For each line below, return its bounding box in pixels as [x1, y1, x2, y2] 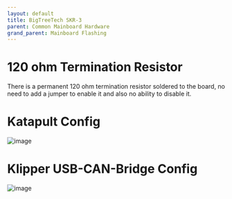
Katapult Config [7, 114, 100, 130]
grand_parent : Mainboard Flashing [7, 29, 107, 37]
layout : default [7, 10, 54, 17]
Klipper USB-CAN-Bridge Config [7, 161, 198, 177]
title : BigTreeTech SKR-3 [7, 17, 82, 24]
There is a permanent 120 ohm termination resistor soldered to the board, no [7, 83, 226, 91]
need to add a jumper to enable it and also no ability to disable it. [7, 89, 192, 98]
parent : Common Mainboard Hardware [7, 23, 110, 30]
